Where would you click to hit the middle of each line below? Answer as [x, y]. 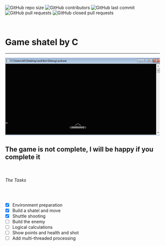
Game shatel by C [42, 42]
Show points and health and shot [45, 233]
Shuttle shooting [29, 216]
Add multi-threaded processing [44, 238]
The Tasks [16, 180]
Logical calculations [32, 227]
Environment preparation [37, 205]
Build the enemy [28, 221]
